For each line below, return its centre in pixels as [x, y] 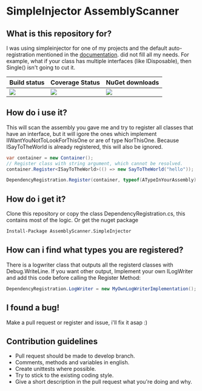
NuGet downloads [133, 82]
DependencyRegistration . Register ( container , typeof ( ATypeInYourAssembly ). [103, 180]
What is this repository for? [59, 34]
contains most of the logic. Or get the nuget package [72, 220]
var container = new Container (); [50, 158]
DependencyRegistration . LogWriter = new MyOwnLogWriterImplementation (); [102, 289]
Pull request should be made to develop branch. [75, 356]
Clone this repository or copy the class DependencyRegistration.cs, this [96, 214]
